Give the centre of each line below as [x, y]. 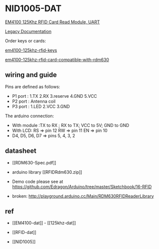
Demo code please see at [38, 181]
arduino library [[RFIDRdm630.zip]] [47, 172]
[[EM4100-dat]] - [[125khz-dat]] [44, 223]
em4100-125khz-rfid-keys [31, 50]
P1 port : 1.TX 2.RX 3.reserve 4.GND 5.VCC [55, 96]
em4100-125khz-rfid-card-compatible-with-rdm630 [57, 59]
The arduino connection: [30, 116]
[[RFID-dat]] [24, 232]
